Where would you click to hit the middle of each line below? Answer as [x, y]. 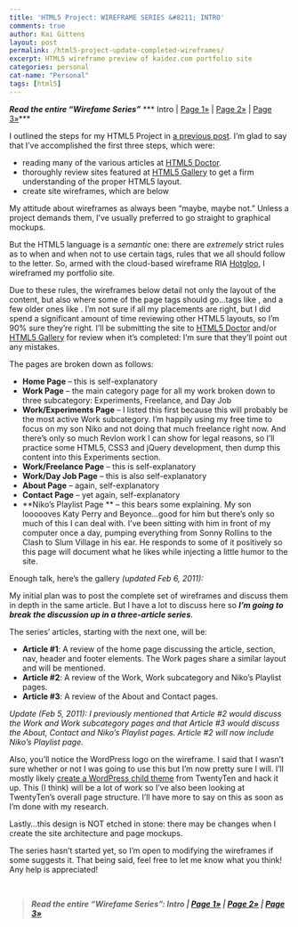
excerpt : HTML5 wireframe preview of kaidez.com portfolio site [131, 59]
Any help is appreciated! [54, 869]
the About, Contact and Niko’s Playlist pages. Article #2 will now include [141, 732]
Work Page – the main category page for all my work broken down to [149, 390]
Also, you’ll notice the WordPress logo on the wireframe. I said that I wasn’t [147, 759]
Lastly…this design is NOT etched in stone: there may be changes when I [143, 824]
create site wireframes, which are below [96, 191]
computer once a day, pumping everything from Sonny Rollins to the [147, 533]
